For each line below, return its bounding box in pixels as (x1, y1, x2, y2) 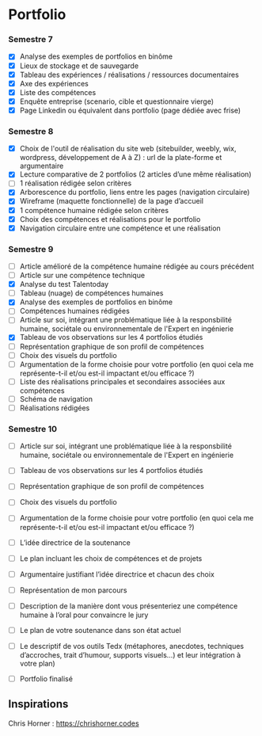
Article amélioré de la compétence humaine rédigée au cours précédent (19, 261, 255, 271)
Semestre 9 (8, 243, 54, 254)
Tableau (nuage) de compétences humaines (19, 288, 164, 298)
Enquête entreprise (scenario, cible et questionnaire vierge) (19, 97, 215, 106)
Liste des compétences (19, 87, 97, 97)
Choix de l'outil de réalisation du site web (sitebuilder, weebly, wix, (19, 144, 237, 154)
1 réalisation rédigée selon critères (19, 178, 132, 188)
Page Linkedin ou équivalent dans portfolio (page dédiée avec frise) (19, 105, 241, 115)
